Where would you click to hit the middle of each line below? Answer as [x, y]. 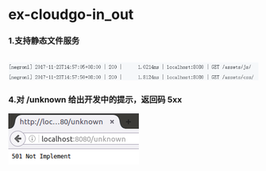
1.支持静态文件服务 [44, 41]
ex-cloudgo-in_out [71, 15]
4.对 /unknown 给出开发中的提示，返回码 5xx [95, 100]
